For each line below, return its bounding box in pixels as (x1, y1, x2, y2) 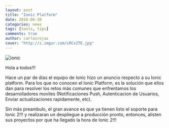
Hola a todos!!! (5, 64, 36, 70)
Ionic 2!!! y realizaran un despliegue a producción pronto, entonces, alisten (5, 111, 161, 117)
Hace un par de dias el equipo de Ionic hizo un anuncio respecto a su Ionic (5, 74, 161, 81)
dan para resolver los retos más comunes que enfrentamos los (5, 85, 137, 91)
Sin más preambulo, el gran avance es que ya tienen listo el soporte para (5, 106, 158, 112)
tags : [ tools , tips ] (5, 27, 49, 32)
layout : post (5, 7, 33, 13)
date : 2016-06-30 (5, 17, 42, 22)
